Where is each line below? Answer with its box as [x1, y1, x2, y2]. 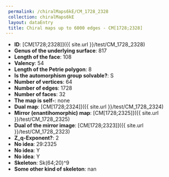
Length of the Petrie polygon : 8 [14, 66, 92, 73]
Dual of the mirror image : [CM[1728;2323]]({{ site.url [14, 122, 144, 129]
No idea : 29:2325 [14, 141, 57, 148]
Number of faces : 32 [14, 91, 66, 98]
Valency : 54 [14, 60, 45, 67]
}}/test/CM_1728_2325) [14, 115, 70, 123]
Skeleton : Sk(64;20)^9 [14, 159, 69, 166]
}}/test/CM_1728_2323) [14, 128, 70, 135]
